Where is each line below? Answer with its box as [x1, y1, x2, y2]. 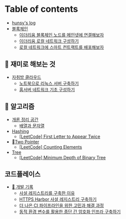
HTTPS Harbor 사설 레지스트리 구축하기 [19, 196, 97, 202]
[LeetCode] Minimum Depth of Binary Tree [19, 154, 106, 160]
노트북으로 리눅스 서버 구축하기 [19, 80, 79, 86]
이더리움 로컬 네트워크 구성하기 [19, 38, 79, 44]
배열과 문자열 [19, 123, 45, 129]
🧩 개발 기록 [11, 184, 34, 190]
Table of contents [4, 3, 79, 15]
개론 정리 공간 [11, 116, 39, 122]
